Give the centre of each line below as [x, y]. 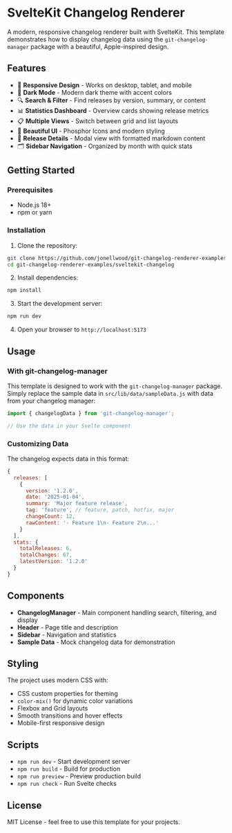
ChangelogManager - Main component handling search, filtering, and [117, 612]
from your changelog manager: [51, 401]
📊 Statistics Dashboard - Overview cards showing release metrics [113, 110]
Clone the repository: [47, 245]
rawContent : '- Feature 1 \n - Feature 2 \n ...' [92, 523]
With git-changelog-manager [58, 371]
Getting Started [41, 171]
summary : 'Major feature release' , [77, 504]
